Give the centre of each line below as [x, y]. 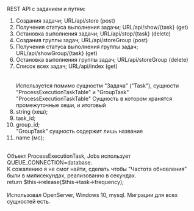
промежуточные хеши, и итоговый [61, 105]
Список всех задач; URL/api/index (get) [66, 66]
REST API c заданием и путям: [46, 9]
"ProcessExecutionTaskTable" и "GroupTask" [72, 92]
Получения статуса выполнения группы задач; [77, 46]
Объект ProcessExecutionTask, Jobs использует [69, 156]
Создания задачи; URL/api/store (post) [65, 20]
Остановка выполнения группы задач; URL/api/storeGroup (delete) [102, 60]
